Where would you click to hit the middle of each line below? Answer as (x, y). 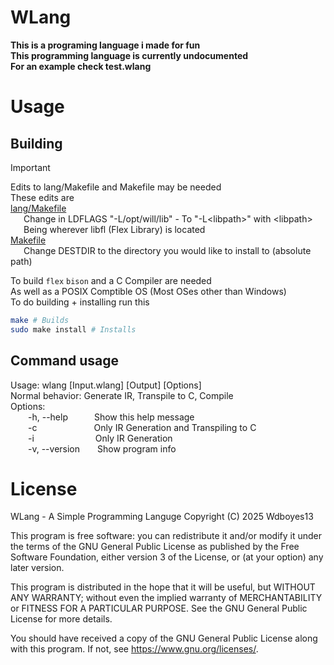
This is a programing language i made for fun (105, 45)
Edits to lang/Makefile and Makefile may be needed (116, 187)
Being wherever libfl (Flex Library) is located (114, 229)
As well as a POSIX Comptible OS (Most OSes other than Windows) (148, 291)
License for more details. (61, 619)
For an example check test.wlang (81, 66)
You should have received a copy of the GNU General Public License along (164, 638)
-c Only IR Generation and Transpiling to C (142, 427)
